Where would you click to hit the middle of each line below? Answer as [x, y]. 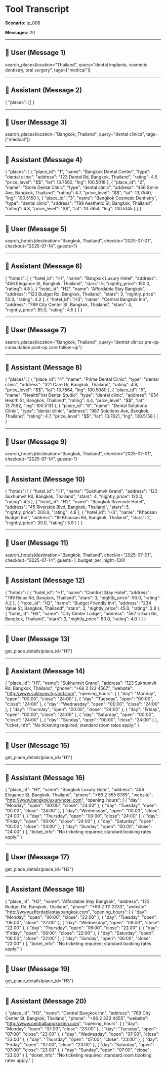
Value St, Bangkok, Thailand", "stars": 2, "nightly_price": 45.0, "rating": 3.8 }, [83, 608]
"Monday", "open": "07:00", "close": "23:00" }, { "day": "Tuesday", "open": [81, 1029]
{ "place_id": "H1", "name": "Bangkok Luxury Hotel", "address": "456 [75, 789]
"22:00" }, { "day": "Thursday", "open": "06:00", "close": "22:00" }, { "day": [82, 928]
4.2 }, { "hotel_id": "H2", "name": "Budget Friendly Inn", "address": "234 [78, 603]
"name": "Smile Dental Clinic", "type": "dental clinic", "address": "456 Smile [82, 187]
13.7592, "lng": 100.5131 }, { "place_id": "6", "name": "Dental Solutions [76, 406]
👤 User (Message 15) [38, 745]
